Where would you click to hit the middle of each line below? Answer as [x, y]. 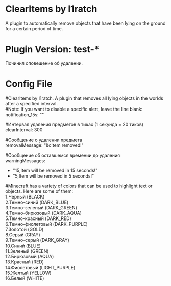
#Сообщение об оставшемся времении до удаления [63, 155]
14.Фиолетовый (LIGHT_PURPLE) [40, 267]
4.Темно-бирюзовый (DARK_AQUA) [43, 213]
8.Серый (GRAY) [23, 235]
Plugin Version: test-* [52, 49]
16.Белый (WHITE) [25, 278]
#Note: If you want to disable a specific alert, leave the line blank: [74, 109]
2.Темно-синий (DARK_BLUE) [37, 202]
